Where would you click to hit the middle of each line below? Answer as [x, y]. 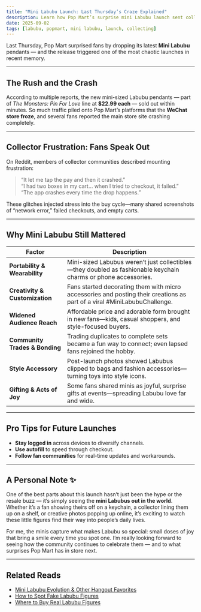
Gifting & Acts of [33, 389]
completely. [21, 123]
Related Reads [33, 575]
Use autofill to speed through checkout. [64, 449]
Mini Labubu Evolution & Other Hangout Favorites [76, 590]
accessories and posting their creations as [127, 294]
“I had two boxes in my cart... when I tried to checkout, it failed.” [100, 186]
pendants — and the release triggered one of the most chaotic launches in [98, 52]
